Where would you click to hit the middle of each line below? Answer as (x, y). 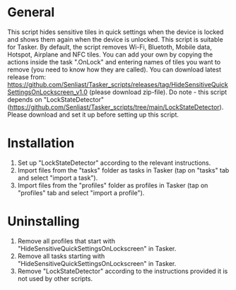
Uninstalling (43, 222)
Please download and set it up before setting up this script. (93, 115)
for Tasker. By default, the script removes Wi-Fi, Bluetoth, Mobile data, (110, 47)
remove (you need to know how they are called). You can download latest (114, 69)
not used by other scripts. (55, 278)
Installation (41, 143)
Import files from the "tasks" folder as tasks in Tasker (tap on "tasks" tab (123, 170)
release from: (27, 77)
